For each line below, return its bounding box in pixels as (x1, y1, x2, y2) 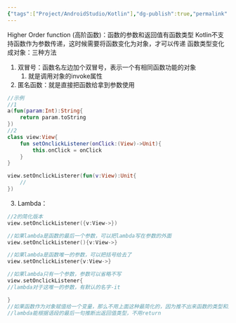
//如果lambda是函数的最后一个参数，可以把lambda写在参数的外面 (7, 232, 172, 239)
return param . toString (20, 114, 86, 121)
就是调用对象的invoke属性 (27, 72, 103, 80)
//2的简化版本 (7, 213, 44, 220)
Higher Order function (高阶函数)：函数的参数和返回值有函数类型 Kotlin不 (7, 30, 218, 39)
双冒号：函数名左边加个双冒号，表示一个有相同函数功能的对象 (17, 62, 197, 71)
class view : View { (7, 133, 58, 140)
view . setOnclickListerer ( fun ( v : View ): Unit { (7, 173, 137, 180)
